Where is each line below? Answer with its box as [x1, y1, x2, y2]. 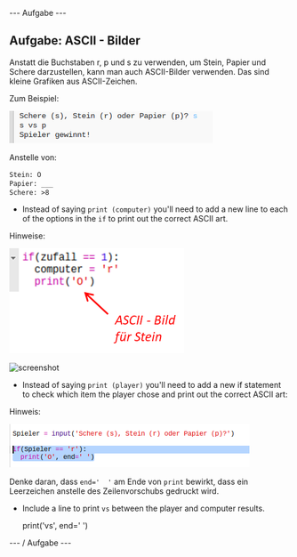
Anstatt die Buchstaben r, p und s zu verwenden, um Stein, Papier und [9, 57, 267, 68]
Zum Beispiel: [9, 93, 60, 103]
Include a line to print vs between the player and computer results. [21, 503, 265, 513]
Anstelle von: [9, 151, 58, 163]
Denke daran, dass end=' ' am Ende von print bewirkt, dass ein [9, 476, 249, 487]
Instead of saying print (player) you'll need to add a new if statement [21, 379, 282, 390]
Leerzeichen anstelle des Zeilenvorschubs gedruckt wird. [9, 485, 220, 496]
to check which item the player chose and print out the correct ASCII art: [21, 389, 288, 400]
